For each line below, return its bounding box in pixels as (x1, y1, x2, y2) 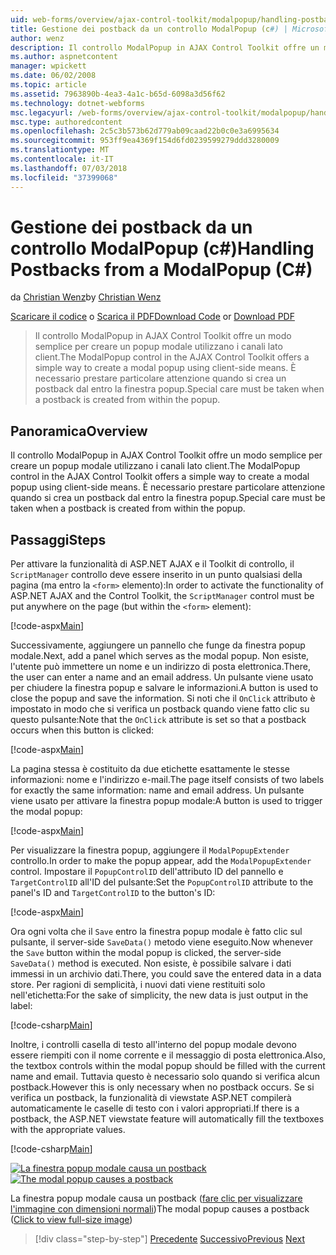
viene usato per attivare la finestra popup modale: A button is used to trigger (10, 795, 323, 807)
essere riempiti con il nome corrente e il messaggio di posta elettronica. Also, (10, 1049, 326, 1061)
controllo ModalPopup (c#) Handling (10, 237, 315, 260)
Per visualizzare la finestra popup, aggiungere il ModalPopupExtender (10, 844, 290, 856)
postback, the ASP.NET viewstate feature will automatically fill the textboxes (10, 1113, 325, 1125)
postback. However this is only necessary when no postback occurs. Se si (10, 1081, 315, 1093)
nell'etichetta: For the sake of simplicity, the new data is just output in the (10, 989, 309, 1001)
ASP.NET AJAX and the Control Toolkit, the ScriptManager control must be (10, 590, 315, 602)
